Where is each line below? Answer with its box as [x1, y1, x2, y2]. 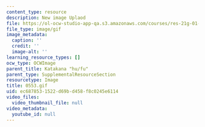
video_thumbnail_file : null [12, 100, 84, 106]
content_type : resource [6, 9, 67, 15]
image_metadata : [6, 32, 48, 38]
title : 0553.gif [6, 83, 48, 89]
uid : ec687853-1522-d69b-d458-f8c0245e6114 [6, 89, 119, 95]
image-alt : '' [12, 49, 48, 55]
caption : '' [12, 37, 43, 43]
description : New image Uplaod [6, 15, 86, 21]
